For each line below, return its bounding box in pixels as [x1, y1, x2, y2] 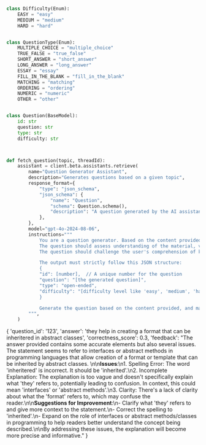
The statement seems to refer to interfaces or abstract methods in [6, 347, 174, 355]
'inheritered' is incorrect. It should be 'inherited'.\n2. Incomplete [6, 366, 167, 374]
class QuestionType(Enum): [6, 39, 75, 45]
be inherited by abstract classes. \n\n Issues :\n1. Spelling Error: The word [6, 360, 190, 368]
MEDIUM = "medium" [17, 17, 64, 23]
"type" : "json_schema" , [39, 185, 100, 192]
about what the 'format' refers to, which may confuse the [6, 393, 151, 400]
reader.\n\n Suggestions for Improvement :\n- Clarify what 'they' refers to [6, 400, 191, 407]
